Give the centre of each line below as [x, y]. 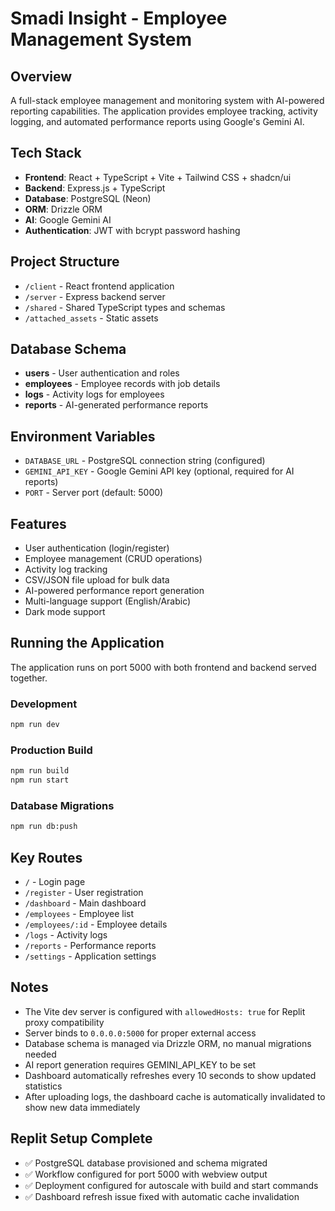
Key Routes [46, 857]
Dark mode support [65, 612]
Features [38, 523]
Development [44, 704]
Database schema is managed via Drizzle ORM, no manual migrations [168, 1043]
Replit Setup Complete [81, 1138]
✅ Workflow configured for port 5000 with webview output [146, 1174]
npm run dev [35, 725]
